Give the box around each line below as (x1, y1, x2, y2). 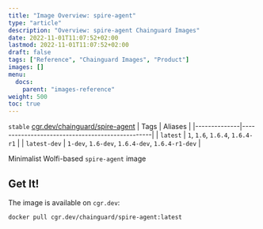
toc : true (8, 100, 41, 108)
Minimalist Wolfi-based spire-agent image (8, 154, 147, 163)
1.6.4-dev (117, 140, 151, 148)
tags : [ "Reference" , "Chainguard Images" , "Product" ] (8, 56, 190, 64)
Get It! (8, 177, 40, 190)
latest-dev (25, 140, 62, 148)
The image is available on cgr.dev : (8, 197, 120, 207)
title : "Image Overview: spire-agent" (8, 11, 136, 20)
